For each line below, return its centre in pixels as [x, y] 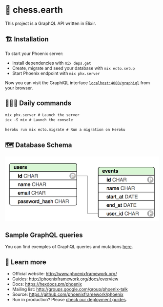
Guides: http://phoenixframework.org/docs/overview [65, 279]
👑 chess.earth [34, 10]
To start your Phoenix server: [34, 54]
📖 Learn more [26, 262]
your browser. [19, 88]
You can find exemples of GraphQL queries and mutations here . [69, 247]
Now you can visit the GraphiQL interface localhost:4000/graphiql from [78, 83]
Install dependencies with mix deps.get [51, 63]
